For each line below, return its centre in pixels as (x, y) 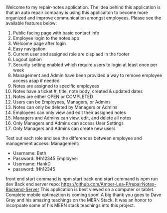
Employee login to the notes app (46, 38)
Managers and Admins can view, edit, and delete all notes (72, 118)
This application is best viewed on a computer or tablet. (97, 189)
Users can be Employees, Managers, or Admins (62, 102)
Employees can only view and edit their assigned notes (69, 112)
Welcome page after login (39, 43)
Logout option (27, 59)
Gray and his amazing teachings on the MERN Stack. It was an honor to (79, 200)
